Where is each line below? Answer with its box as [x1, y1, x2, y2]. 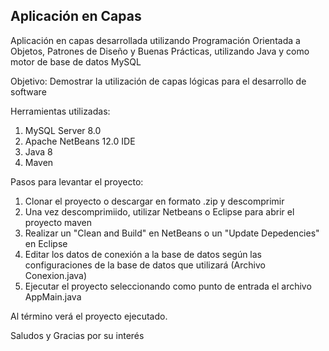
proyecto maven [24, 216, 93, 228]
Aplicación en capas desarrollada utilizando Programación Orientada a [10, 34, 301, 46]
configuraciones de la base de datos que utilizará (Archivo [24, 259, 266, 271]
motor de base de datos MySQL [10, 55, 142, 68]
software [10, 85, 47, 98]
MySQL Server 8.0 [24, 124, 102, 136]
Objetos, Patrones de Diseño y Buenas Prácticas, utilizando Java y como [10, 45, 310, 57]
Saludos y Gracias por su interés [10, 329, 145, 341]
